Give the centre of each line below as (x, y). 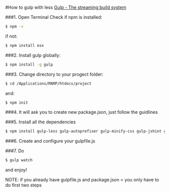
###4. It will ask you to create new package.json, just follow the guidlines (82, 112)
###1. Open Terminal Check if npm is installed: (54, 17)
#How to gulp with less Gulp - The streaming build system (66, 7)
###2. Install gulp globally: (33, 55)
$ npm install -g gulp (29, 65)
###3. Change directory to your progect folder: (54, 74)
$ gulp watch (19, 160)
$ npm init (17, 103)
